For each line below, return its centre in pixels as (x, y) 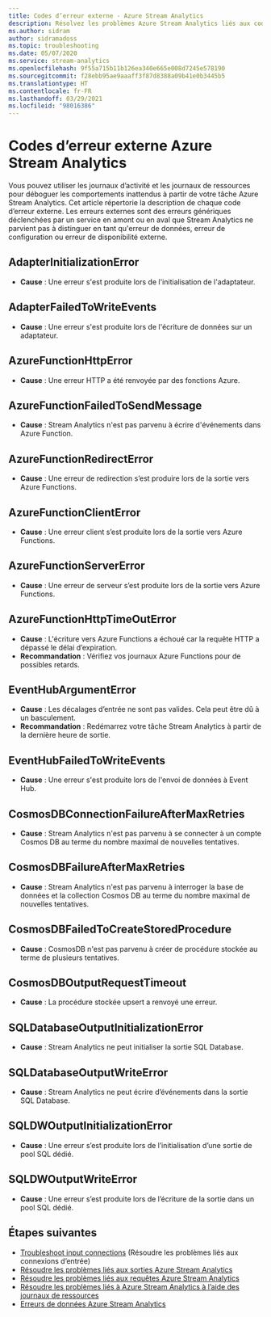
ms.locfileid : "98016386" (52, 106)
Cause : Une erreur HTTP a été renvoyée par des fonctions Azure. (130, 380)
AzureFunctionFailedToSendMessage (105, 405)
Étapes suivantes (53, 1233)
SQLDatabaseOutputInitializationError (106, 1027)
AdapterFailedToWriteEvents (83, 307)
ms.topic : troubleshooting (54, 46)
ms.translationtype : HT (48, 83)
